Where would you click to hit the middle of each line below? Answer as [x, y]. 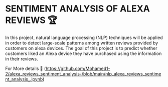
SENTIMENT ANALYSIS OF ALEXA [78, 9]
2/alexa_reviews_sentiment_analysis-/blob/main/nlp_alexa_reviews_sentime [83, 73]
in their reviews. [22, 58]
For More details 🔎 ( [26, 68]
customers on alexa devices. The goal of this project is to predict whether [81, 48]
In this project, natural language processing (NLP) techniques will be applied [84, 37]
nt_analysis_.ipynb [24, 79]
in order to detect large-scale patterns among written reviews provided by [82, 42]
